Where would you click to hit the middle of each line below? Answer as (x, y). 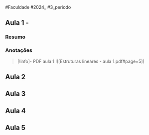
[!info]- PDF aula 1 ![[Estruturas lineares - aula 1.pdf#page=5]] (81, 61)
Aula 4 (15, 111)
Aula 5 (15, 128)
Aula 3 (15, 94)
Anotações (19, 50)
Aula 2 (15, 77)
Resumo (15, 37)
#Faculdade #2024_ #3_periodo (38, 7)
